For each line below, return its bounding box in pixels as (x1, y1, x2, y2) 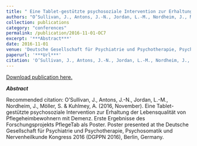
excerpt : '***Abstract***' (6, 36, 72, 41)
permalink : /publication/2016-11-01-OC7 (6, 30, 107, 36)
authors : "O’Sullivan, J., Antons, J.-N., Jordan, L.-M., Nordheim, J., (6, 14, 188, 20)
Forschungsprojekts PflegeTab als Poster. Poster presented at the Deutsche (6, 121, 189, 128)
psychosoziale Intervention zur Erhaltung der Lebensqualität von (30, 109, 186, 116)
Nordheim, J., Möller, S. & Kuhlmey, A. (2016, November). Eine (6, 102, 155, 109)
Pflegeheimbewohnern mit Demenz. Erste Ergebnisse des (6, 114, 145, 121)
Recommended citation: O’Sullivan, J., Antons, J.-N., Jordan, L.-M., (6, 96, 168, 103)
